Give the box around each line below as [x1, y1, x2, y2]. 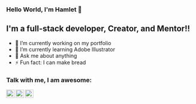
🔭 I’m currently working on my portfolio [14, 39, 111, 46]
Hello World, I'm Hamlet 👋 [6, 5, 82, 14]
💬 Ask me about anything [14, 52, 77, 59]
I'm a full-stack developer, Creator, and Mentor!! [6, 24, 191, 34]
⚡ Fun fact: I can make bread [14, 59, 86, 66]
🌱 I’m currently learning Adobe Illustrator [14, 46, 116, 53]
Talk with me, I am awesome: [6, 75, 92, 84]
